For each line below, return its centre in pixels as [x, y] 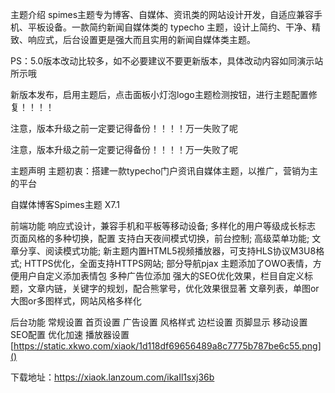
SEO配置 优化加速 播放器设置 [70, 334]
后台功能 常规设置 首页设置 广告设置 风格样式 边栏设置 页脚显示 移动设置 [159, 322]
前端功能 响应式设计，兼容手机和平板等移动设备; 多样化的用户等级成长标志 [163, 226]
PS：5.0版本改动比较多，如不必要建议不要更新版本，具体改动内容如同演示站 [167, 61]
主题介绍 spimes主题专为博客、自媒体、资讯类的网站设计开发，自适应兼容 [162, 14]
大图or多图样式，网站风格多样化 [76, 301]
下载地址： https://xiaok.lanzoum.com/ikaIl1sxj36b [112, 377]
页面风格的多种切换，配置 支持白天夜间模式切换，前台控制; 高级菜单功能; [160, 238]
